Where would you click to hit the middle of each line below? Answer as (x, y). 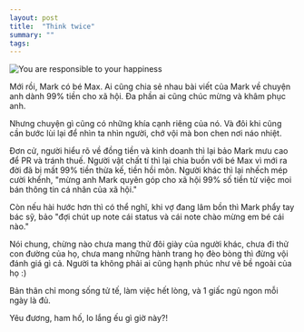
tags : (20, 43)
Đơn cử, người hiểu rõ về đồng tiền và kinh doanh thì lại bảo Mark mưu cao (149, 151)
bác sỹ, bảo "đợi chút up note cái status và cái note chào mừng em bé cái (147, 217)
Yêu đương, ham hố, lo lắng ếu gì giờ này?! (89, 318)
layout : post (34, 18)
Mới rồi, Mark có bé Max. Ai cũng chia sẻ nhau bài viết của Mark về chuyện (150, 86)
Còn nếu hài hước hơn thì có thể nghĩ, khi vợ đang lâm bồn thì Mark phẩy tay (152, 207)
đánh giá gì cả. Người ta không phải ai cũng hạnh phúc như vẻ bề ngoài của (151, 264)
